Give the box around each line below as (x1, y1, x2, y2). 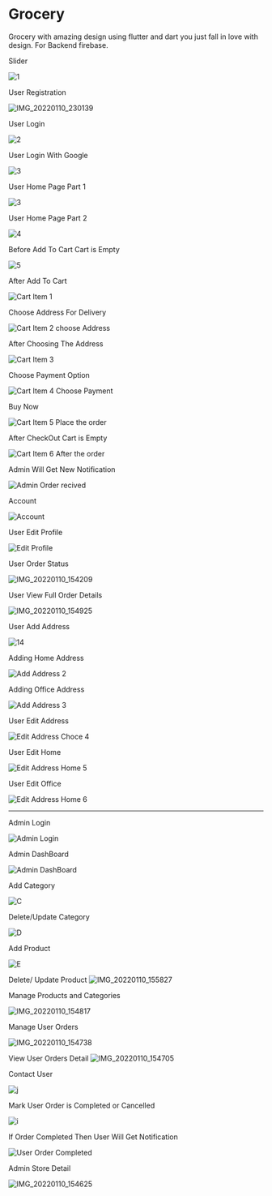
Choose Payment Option (8, 370, 91, 379)
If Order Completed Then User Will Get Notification (8, 1132, 178, 1142)
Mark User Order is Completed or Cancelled (8, 1100, 155, 1110)
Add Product (8, 943, 51, 953)
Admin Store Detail (8, 1163, 71, 1172)
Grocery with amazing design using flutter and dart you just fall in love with (8, 32, 259, 41)
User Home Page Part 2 (8, 212, 87, 223)
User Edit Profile (8, 527, 63, 537)
